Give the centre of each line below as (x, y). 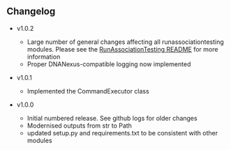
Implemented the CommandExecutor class (88, 91)
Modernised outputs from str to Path (79, 126)
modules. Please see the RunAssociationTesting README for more (122, 49)
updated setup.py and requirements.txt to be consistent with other (122, 133)
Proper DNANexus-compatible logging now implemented (109, 64)
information (44, 57)
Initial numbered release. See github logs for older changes (112, 118)
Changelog (31, 12)
